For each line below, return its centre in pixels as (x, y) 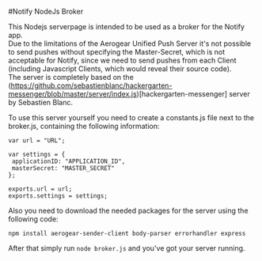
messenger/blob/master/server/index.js (72, 94)
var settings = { (37, 154)
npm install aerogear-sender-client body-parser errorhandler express (127, 233)
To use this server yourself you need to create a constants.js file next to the (131, 117)
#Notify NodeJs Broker (46, 11)
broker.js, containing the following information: (84, 126)
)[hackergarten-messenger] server (194, 94)
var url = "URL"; (37, 141)
